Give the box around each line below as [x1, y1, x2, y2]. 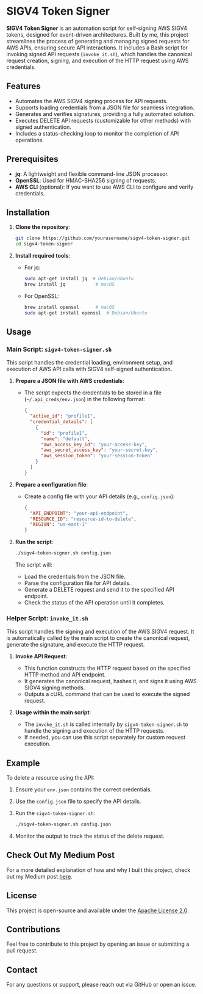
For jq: [24, 264, 41, 271]
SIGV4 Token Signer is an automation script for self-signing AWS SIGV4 [6, 24, 188, 32]
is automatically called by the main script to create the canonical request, [6, 634, 190, 642]
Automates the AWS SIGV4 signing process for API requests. [15, 97, 168, 104]
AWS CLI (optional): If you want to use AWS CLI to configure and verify [15, 183, 194, 190]
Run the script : [15, 539, 54, 546]
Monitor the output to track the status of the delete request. [15, 832, 165, 840]
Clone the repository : [15, 223, 71, 231]
